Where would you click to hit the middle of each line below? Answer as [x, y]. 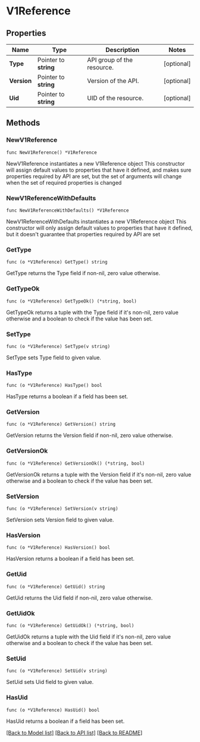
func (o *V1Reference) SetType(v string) [58, 346]
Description [123, 50]
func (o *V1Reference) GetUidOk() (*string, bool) [70, 625]
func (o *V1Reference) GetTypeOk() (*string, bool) [71, 301]
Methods [23, 123]
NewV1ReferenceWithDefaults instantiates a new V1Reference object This [96, 221]
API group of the [110, 60]
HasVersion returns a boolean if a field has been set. [71, 559]
